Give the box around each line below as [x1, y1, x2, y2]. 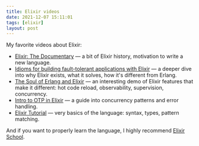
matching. [14, 116, 40, 123]
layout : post [6, 25, 39, 31]
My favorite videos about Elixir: [6, 41, 82, 48]
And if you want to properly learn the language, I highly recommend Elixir [6, 127, 185, 134]
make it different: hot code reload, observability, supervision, [14, 84, 164, 92]
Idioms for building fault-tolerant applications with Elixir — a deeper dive [14, 66, 192, 73]
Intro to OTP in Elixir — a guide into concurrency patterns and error [14, 97, 179, 104]
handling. [14, 103, 38, 110]
